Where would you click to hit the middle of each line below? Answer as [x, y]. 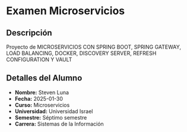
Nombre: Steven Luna [42, 92]
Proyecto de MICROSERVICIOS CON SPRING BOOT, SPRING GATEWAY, [93, 47]
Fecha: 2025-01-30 [39, 98]
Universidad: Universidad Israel [54, 111]
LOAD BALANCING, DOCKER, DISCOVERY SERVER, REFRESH [81, 53]
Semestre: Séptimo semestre [51, 117]
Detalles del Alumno [44, 78]
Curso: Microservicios [42, 105]
